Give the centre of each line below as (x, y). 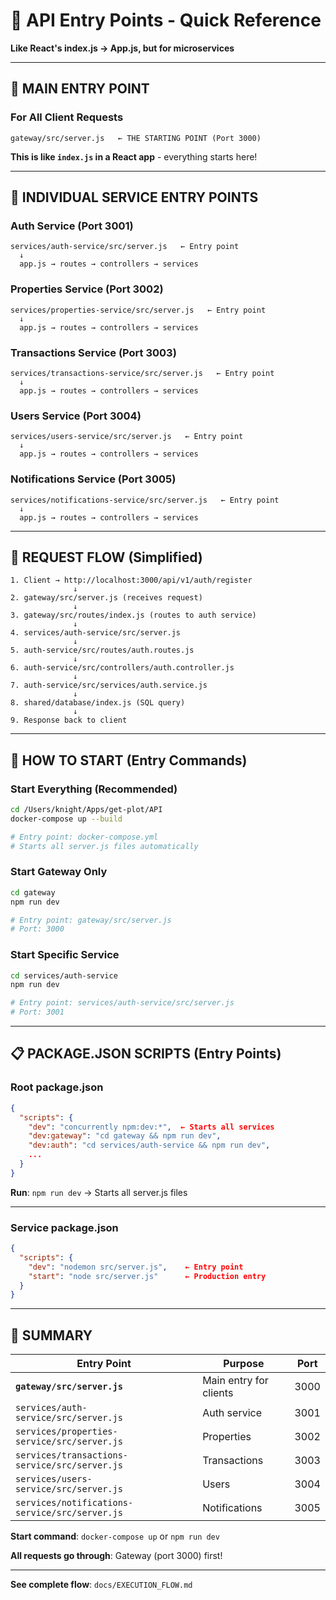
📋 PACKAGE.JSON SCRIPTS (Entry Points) (146, 1054)
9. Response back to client (69, 720)
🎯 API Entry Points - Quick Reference (166, 20)
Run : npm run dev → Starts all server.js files (99, 1192)
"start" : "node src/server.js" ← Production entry (147, 1276)
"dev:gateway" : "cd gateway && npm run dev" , (125, 1136)
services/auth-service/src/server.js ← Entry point (125, 247)
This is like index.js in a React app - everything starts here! (134, 156)
